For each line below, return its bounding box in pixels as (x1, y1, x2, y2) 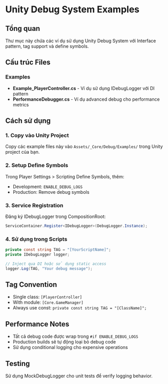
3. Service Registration (5, 202, 64, 209)
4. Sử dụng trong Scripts (5, 235, 68, 243)
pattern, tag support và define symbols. (5, 43, 89, 49)
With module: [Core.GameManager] (12, 299, 83, 305)
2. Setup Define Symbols (5, 162, 68, 169)
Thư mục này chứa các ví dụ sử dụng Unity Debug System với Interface (5, 38, 156, 44)
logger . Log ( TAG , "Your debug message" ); (5, 266, 93, 271)
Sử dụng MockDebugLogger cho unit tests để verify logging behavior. (5, 373, 153, 379)
